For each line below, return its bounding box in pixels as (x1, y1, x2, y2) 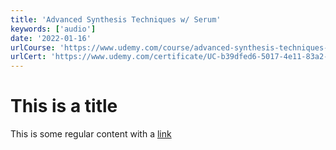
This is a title (10, 95, 118, 118)
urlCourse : (10, 42, 56, 53)
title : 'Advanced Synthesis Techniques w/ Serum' (10, 14, 222, 25)
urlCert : (10, 52, 47, 62)
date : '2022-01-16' (10, 33, 92, 43)
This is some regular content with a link (10, 128, 172, 140)
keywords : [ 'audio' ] (10, 24, 97, 34)
